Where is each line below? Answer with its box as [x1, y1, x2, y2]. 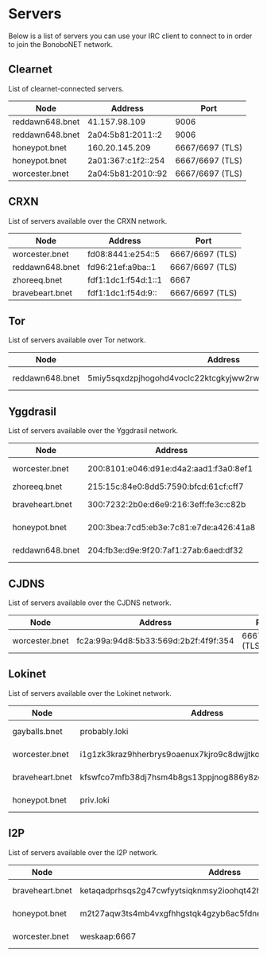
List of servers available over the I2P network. [8, 847, 159, 857]
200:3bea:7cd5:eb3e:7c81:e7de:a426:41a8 [87, 522, 256, 533]
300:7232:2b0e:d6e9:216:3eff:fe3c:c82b [87, 499, 246, 510]
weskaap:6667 [79, 931, 137, 942]
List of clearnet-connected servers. [8, 84, 125, 93]
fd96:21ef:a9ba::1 [87, 261, 157, 272]
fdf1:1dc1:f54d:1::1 [87, 274, 163, 285]
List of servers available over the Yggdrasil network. [8, 426, 179, 436]
